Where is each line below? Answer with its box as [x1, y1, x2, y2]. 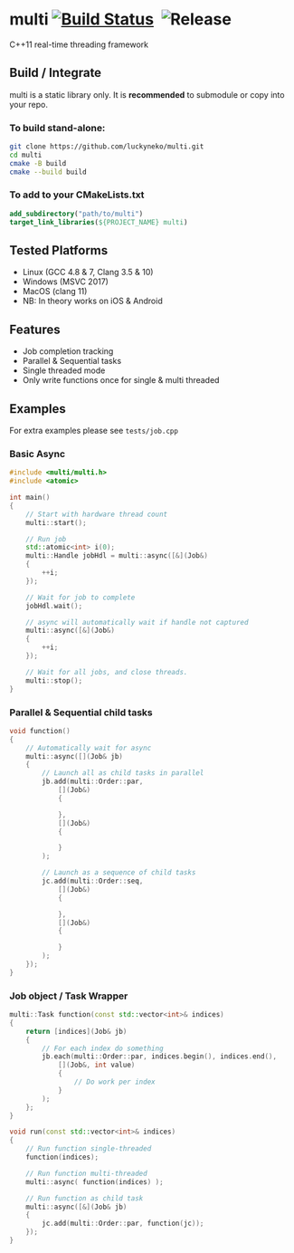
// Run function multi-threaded [25, 1169, 147, 1178]
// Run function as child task [25, 1193, 144, 1203]
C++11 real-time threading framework [9, 39, 149, 50]
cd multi [9, 150, 43, 159]
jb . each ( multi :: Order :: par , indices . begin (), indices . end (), [42, 1052, 278, 1061]
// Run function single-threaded [25, 1144, 152, 1153]
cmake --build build [9, 167, 88, 177]
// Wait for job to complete [25, 593, 136, 602]
